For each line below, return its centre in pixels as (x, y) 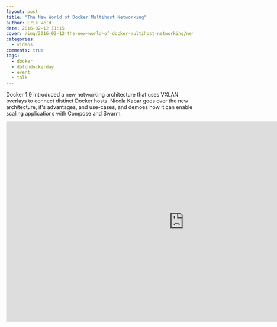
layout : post (22, 12)
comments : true (25, 50)
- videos (22, 45)
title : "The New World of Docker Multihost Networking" (76, 17)
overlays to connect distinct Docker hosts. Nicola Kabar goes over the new (97, 101)
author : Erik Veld (29, 23)
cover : (14, 34)
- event (21, 72)
